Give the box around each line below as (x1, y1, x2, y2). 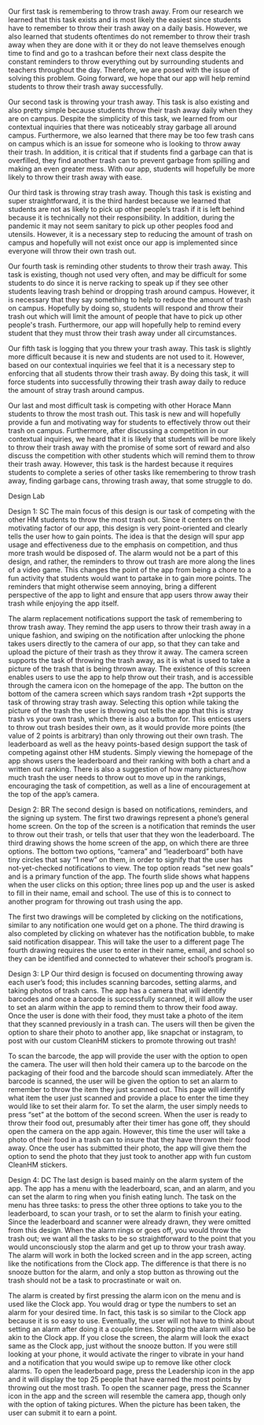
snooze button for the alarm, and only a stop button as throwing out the (8, 1268, 240, 1276)
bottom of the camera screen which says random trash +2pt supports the (8, 689, 246, 698)
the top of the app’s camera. (8, 790, 100, 798)
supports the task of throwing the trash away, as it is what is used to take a (8, 656, 251, 664)
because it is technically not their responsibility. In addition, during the (8, 213, 235, 222)
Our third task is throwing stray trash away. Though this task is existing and (8, 188, 251, 197)
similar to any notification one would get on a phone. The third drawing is (8, 920, 245, 930)
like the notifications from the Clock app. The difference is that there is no (8, 1259, 247, 1268)
